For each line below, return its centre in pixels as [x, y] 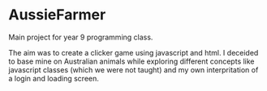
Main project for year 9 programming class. [81, 37]
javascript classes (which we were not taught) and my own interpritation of [133, 69]
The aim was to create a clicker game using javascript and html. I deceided [133, 52]
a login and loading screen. [54, 78]
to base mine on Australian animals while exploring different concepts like [131, 61]
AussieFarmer [57, 15]
